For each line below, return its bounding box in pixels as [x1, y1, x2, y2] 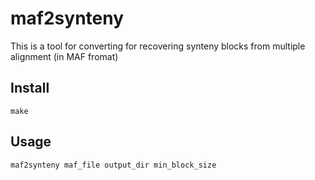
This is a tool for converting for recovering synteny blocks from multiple [10, 40, 306, 52]
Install [10, 80, 50, 97]
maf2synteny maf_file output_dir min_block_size [10, 160, 217, 170]
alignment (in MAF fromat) [10, 50, 119, 62]
